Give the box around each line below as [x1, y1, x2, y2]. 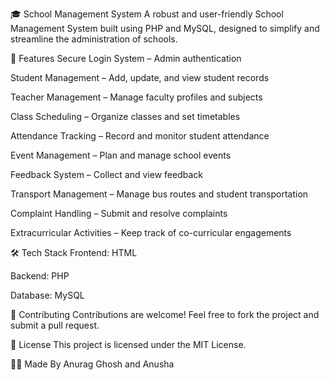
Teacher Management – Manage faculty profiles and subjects [10, 91, 263, 103]
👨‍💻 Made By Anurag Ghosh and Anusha [10, 358, 175, 370]
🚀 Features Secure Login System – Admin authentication [10, 53, 242, 64]
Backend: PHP [10, 270, 70, 282]
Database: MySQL [10, 289, 85, 301]
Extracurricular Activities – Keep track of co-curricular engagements [10, 227, 292, 238]
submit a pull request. [10, 319, 100, 331]
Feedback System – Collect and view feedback [10, 169, 203, 180]
